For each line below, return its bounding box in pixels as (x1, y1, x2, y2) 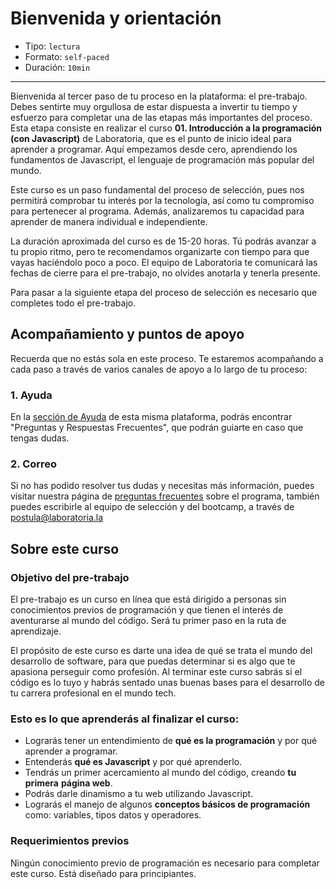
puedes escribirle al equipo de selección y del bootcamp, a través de (10, 501, 295, 513)
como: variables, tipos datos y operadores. (24, 809, 202, 821)
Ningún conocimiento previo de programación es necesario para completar (10, 857, 320, 869)
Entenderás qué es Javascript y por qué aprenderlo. (24, 756, 243, 768)
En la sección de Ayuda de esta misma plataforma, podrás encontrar (10, 411, 293, 423)
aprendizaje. (10, 625, 62, 637)
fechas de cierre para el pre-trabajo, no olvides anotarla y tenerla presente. (10, 267, 321, 279)
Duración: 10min (24, 61, 91, 73)
